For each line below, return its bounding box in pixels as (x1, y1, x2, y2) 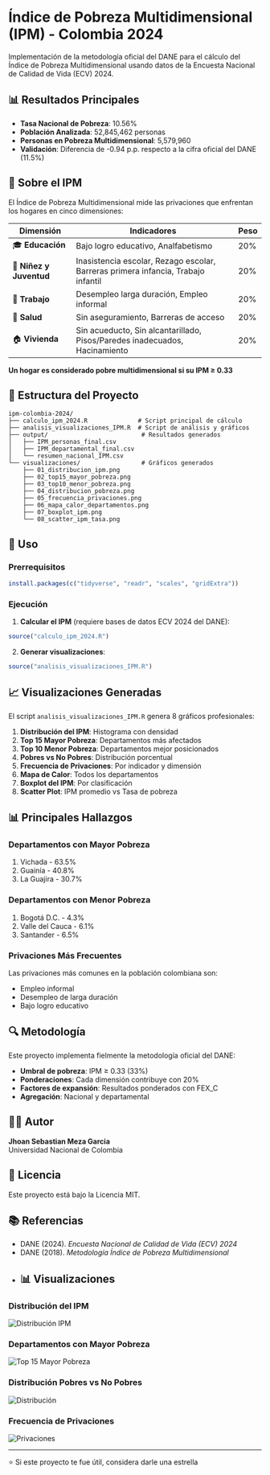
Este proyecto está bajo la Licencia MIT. (8, 1189, 141, 1199)
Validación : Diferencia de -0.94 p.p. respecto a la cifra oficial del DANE (19, 144, 257, 154)
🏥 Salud (12, 311, 43, 323)
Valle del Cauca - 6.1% (19, 921, 95, 931)
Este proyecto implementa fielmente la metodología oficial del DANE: (8, 1050, 235, 1060)
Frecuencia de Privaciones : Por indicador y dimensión (19, 761, 202, 770)
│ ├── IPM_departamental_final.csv (8, 445, 135, 454)
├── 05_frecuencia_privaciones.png (22, 495, 142, 503)
